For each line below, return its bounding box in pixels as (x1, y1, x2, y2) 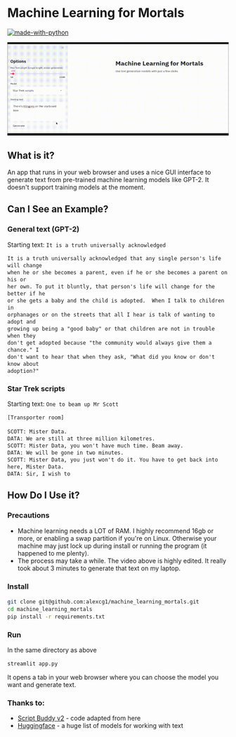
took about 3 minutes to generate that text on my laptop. (17, 564, 181, 572)
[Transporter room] (7, 414, 65, 421)
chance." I (7, 346, 39, 353)
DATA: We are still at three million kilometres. (7, 435, 156, 442)
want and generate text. (7, 680, 77, 688)
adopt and (7, 318, 37, 325)
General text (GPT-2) (7, 224, 79, 234)
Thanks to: (7, 698, 45, 707)
